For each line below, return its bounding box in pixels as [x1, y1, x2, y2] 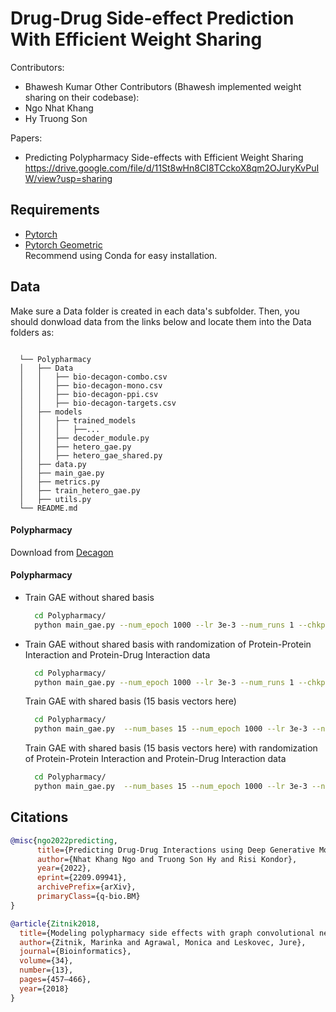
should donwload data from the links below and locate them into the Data [10, 315, 312, 327]
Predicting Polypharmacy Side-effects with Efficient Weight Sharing [24, 151, 304, 163]
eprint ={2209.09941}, [36, 873, 128, 883]
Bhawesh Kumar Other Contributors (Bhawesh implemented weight [24, 80, 302, 92]
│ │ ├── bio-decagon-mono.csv [19, 380, 163, 391]
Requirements [10, 202, 100, 219]
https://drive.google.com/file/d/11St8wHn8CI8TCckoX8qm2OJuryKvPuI [24, 162, 320, 174]
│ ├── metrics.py [19, 477, 101, 487]
